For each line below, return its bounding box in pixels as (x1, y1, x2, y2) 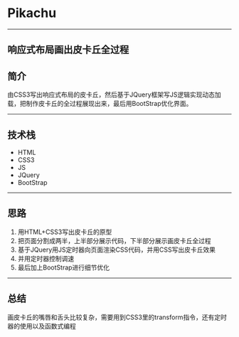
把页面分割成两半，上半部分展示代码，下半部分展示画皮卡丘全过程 (17, 236, 211, 245)
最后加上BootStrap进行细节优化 (17, 263, 110, 272)
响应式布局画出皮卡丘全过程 (7, 44, 129, 56)
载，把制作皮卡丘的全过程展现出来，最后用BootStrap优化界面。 (7, 100, 193, 108)
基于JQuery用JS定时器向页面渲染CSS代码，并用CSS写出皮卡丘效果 (17, 245, 216, 254)
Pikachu (7, 5, 57, 21)
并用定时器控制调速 (17, 254, 75, 262)
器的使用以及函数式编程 (7, 321, 76, 330)
